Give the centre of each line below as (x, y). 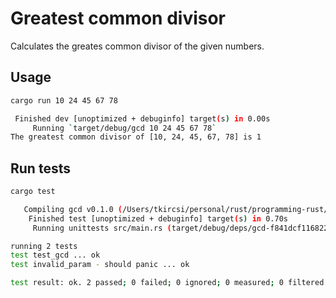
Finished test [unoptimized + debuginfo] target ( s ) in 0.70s (158, 218)
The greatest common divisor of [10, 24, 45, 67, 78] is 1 (136, 137)
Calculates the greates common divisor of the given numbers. (137, 46)
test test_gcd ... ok (55, 255)
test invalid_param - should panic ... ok (100, 265)
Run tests (40, 168)
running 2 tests (44, 246)
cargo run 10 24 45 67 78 (64, 100)
